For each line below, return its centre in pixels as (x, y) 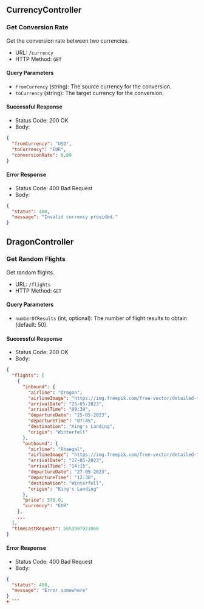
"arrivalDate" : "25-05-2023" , (66, 404)
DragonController (40, 242)
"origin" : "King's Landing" (63, 489)
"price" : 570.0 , (43, 500)
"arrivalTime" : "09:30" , (59, 410)
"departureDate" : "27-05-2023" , (69, 472)
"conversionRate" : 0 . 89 (42, 155)
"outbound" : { (40, 443)
